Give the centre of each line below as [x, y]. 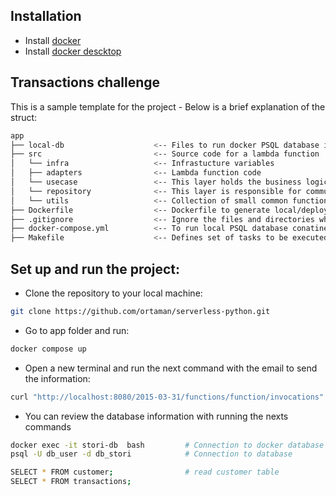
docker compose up [48, 349]
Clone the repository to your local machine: [113, 293]
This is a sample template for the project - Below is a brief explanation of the [168, 106]
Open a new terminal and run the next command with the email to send [171, 368]
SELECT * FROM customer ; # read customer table [145, 472]
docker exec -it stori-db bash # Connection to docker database [167, 445]
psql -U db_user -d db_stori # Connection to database [151, 454]
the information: [57, 378]
